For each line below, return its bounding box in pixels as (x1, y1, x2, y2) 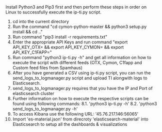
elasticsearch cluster (12, 90, 55, 96)
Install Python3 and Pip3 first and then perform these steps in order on (5, 4, 147, 10)
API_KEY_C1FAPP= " (12, 49, 52, 55)
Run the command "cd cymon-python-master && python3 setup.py (12, 24, 147, 29)
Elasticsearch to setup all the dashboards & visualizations (12, 121, 128, 127)
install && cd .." (12, 29, 43, 34)
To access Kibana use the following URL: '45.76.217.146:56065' (12, 111, 139, 117)
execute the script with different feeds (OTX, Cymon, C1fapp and (12, 60, 142, 65)
